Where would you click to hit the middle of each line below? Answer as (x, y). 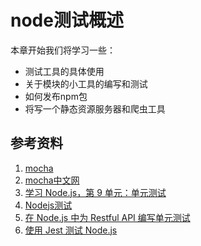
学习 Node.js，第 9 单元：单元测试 (95, 192)
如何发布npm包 (56, 96)
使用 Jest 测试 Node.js (71, 230)
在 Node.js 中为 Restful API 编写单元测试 (107, 217)
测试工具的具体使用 (64, 71)
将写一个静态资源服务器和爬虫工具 (95, 108)
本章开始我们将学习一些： (63, 50)
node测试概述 (67, 20)
